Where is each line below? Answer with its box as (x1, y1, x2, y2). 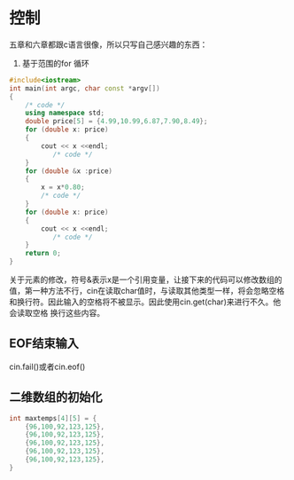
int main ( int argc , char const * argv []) (9, 83, 161, 93)
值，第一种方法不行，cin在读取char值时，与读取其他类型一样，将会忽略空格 (9, 286, 285, 296)
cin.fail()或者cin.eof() (9, 361, 86, 372)
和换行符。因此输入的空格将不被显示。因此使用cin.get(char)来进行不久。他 (9, 296, 282, 307)
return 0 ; (25, 249, 62, 258)
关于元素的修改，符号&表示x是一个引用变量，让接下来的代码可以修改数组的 (9, 274, 282, 285)
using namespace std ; (25, 108, 104, 118)
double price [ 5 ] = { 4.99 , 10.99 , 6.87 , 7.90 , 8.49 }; (25, 117, 208, 126)
